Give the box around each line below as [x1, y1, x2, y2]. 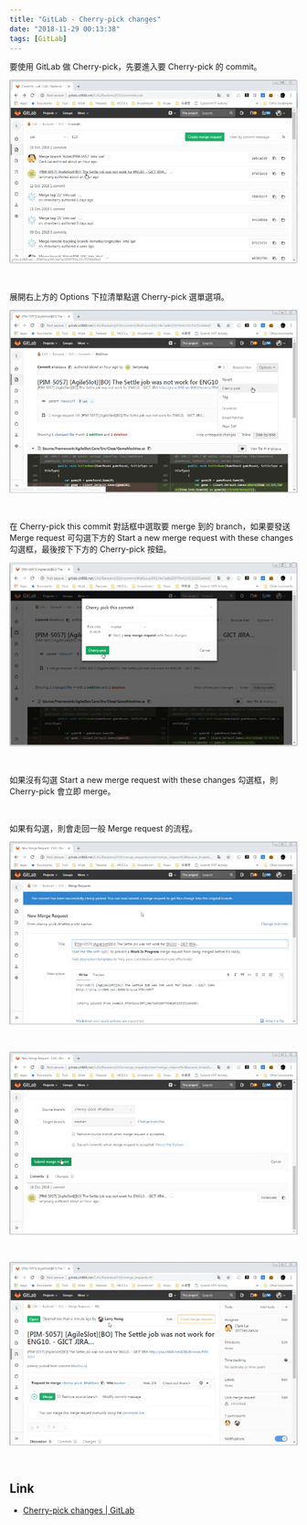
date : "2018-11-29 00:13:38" [9, 24, 121, 34]
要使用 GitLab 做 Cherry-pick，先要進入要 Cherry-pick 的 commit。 [9, 61, 262, 72]
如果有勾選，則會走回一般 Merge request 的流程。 [9, 822, 198, 833]
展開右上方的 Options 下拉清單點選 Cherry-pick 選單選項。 [9, 291, 230, 302]
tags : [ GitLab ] [9, 34, 68, 43]
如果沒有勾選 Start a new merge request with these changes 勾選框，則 [9, 774, 279, 785]
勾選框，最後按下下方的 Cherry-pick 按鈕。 [9, 544, 172, 555]
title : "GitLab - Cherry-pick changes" [9, 15, 162, 24]
